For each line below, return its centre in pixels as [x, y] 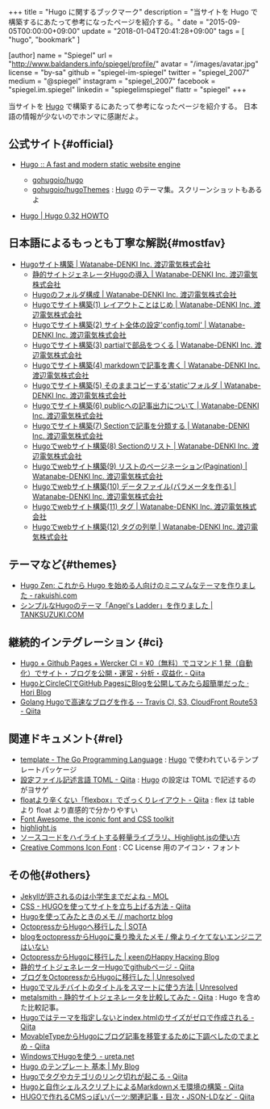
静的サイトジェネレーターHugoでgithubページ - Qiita [107, 967]
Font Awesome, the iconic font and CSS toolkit [97, 819]
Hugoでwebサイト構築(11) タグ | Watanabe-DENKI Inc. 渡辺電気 [137, 506]
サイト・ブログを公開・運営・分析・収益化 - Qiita [123, 674]
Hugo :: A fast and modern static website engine [100, 164]
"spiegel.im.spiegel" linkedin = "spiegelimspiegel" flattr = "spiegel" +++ [128, 90]
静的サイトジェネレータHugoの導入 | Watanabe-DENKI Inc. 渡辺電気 [145, 274]
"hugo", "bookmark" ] [44, 40]
